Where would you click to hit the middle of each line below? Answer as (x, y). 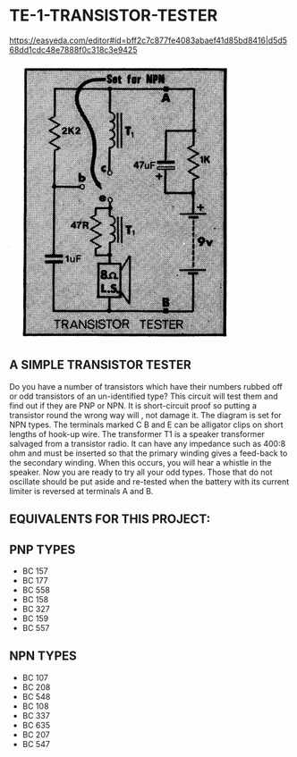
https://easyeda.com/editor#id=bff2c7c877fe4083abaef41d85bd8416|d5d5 (148, 40)
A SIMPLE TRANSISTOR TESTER (101, 365)
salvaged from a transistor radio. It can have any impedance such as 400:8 (148, 443)
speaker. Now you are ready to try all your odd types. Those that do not (141, 472)
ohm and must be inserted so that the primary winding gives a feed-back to (148, 453)
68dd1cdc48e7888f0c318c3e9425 (73, 49)
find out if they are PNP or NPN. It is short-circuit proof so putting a (133, 405)
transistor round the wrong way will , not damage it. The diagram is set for (145, 415)
